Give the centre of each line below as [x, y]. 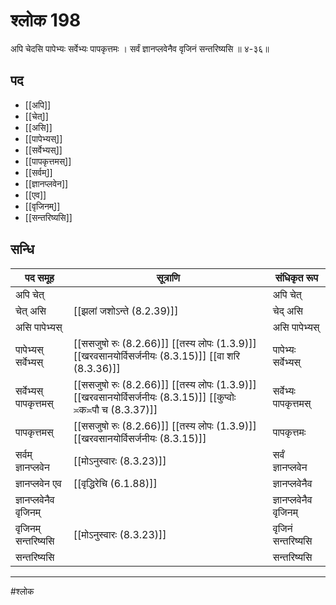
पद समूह [39, 277]
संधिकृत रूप [296, 277]
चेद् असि [287, 311]
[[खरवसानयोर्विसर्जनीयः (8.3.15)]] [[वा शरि [157, 356]
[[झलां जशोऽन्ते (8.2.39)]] [126, 311]
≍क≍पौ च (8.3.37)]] [115, 409]
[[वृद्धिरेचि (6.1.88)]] [115, 483]
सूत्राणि [168, 277]
